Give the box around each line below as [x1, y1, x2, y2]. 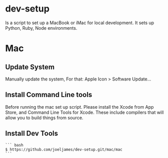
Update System [5, 62, 55, 71]
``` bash [5, 142, 24, 147]
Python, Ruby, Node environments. [5, 25, 77, 31]
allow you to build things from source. [5, 114, 83, 121]
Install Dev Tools [5, 129, 58, 138]
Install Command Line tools [5, 91, 93, 99]
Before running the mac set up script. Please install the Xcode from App [5, 104, 154, 110]
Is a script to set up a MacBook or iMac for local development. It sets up [5, 20, 154, 26]
